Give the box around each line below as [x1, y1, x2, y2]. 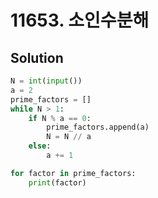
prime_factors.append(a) [46, 122, 150, 133]
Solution [10, 49, 64, 66]
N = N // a [46, 132, 92, 142]
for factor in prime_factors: [10, 168, 137, 178]
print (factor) [28, 177, 87, 188]
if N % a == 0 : [28, 113, 92, 123]
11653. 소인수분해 [10, 9, 150, 32]
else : [28, 141, 52, 151]
